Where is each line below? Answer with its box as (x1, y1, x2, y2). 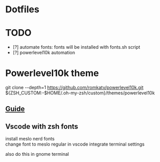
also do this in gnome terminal (5, 151, 69, 157)
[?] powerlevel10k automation (12, 50, 75, 56)
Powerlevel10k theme (5, 68, 99, 79)
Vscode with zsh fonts (5, 122, 78, 131)
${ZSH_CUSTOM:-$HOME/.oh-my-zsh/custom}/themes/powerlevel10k (5, 90, 155, 96)
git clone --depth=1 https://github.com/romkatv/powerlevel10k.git (5, 85, 144, 91)
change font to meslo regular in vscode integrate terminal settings (5, 141, 145, 147)
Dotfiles (5, 4, 39, 15)
